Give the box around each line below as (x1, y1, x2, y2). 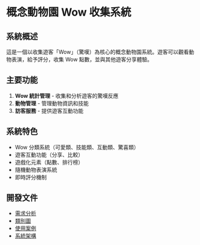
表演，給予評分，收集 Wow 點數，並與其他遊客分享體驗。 (11, 56, 153, 63)
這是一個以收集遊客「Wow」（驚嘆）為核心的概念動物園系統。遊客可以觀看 (6, 49, 189, 55)
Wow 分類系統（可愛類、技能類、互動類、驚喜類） (14, 144, 140, 151)
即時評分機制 (14, 174, 47, 181)
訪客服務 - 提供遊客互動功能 (14, 107, 84, 114)
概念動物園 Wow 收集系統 (6, 5, 132, 19)
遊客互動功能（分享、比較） (14, 151, 84, 158)
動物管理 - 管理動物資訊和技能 (14, 100, 89, 107)
